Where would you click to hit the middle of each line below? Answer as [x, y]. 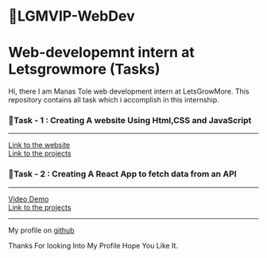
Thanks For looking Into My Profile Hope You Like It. [93, 245]
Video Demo [29, 198]
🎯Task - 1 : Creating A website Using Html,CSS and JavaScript [130, 121]
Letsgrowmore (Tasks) [84, 69]
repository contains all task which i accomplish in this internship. [114, 100]
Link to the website [39, 145]
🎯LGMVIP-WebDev [72, 16]
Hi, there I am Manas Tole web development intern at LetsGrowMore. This [129, 91]
